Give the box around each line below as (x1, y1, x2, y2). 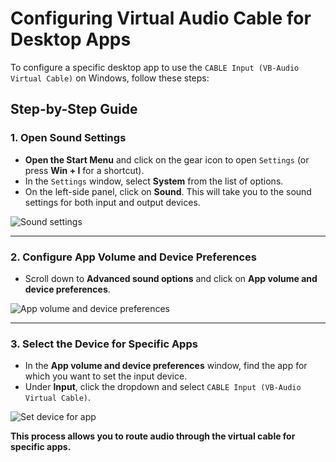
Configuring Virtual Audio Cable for (10, 7, 312, 30)
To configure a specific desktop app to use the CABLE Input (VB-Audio (10, 61, 300, 73)
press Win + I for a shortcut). (24, 164, 145, 176)
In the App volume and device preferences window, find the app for (24, 360, 308, 372)
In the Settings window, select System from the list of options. (24, 175, 284, 187)
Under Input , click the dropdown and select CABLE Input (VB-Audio (24, 381, 302, 393)
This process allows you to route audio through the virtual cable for (10, 430, 296, 442)
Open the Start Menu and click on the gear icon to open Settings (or (24, 153, 310, 166)
